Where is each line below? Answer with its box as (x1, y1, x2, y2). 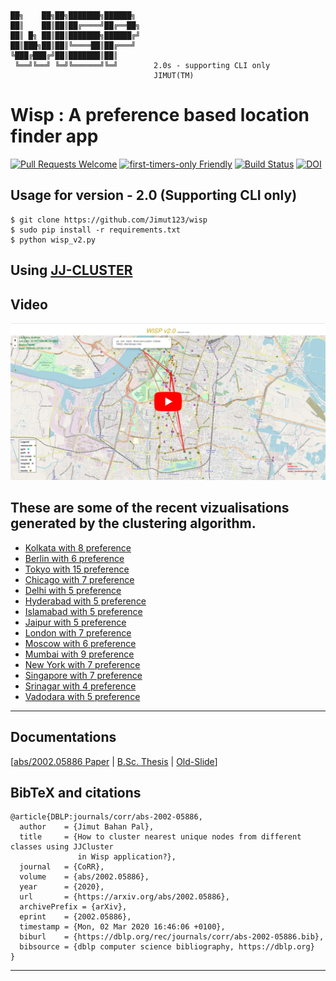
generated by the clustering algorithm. (10, 515, 257, 532)
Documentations (10, 729, 117, 746)
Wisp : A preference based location (10, 104, 310, 127)
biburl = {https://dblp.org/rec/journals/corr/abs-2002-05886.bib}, (19, 932, 325, 942)
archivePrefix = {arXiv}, (19, 902, 128, 912)
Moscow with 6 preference (24, 637, 137, 649)
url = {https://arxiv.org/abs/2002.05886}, (19, 892, 230, 902)
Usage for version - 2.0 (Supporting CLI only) (10, 187, 298, 204)
